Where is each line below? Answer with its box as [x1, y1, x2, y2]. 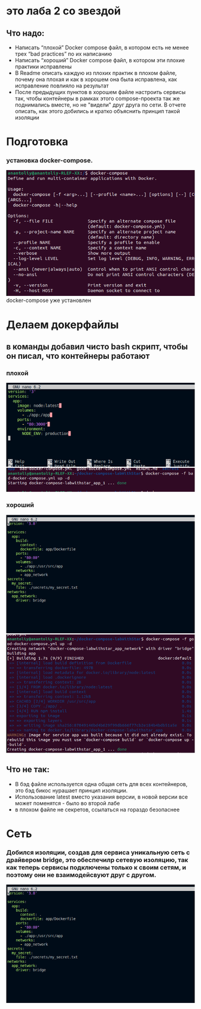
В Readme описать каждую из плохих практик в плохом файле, [14, 70, 177, 76]
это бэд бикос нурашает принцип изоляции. [14, 787, 128, 794]
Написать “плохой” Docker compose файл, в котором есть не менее [14, 44, 190, 51]
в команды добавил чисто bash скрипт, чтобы [6, 342, 188, 352]
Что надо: [6, 28, 45, 38]
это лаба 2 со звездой [6, 4, 121, 18]
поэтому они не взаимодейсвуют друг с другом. [6, 871, 157, 879]
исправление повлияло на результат [14, 82, 109, 89]
